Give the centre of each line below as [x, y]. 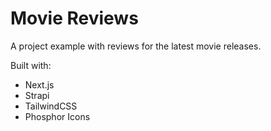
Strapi [37, 95]
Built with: [31, 65]
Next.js [39, 84]
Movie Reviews [74, 18]
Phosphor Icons [57, 116]
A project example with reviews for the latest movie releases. [136, 46]
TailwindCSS [51, 106]
